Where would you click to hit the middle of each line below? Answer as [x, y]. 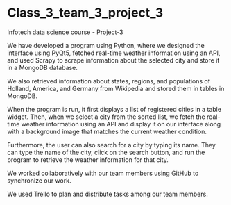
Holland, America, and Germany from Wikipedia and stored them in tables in [116, 88]
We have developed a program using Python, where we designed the [106, 45]
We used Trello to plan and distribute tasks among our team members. [108, 194]
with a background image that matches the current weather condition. [107, 131]
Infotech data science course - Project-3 [65, 32]
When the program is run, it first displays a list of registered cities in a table [114, 109]
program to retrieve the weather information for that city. [88, 159]
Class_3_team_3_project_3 [85, 13]
